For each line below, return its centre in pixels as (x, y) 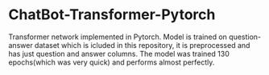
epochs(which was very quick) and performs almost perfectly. (112, 62)
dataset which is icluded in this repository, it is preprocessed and (143, 45)
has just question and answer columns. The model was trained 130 (119, 53)
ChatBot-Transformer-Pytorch (112, 15)
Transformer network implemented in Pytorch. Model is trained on (118, 37)
